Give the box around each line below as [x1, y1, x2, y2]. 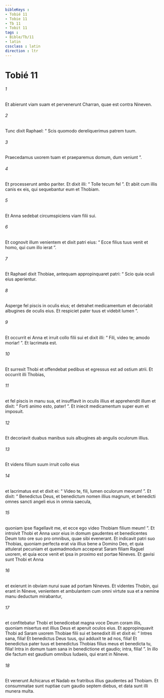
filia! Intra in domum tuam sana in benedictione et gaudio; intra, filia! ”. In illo [5, 646, 158, 652]
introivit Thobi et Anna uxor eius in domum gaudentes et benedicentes [5, 530, 147, 536]
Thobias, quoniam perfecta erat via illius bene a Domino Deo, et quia [5, 540, 144, 546]
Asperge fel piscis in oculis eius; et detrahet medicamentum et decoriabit [5, 303, 153, 309]
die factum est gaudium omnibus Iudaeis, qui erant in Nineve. [5, 651, 129, 657]
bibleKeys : [5, 7, 29, 12]
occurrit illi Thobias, [5, 371, 45, 377]
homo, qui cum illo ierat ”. [5, 244, 56, 250]
